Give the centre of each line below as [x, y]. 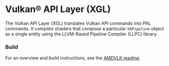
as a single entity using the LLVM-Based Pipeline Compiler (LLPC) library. [81, 34]
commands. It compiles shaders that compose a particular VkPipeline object [85, 28]
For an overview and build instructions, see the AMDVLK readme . [73, 58]
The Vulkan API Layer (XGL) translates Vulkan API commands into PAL [78, 23]
